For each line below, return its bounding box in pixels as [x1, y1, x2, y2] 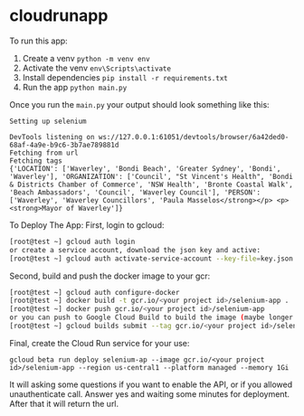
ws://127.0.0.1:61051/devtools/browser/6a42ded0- [98, 132, 290, 141]
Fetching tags [9, 156, 63, 165]
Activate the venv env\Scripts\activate [22, 62, 172, 73]
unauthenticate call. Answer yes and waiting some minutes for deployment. [9, 388, 290, 399]
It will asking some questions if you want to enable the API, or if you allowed [9, 379, 292, 390]
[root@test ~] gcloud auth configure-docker [9, 288, 180, 297]
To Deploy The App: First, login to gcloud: [9, 219, 165, 231]
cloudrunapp [9, 5, 109, 26]
